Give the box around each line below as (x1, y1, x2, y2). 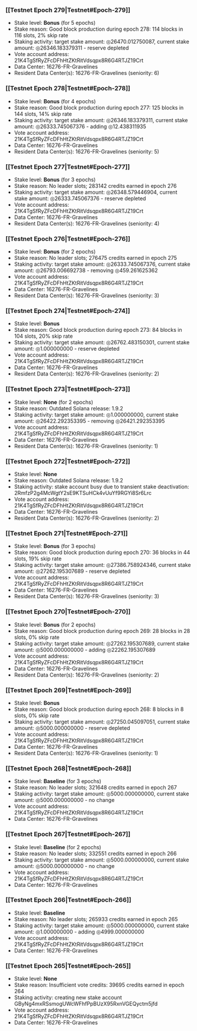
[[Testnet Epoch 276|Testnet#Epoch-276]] (5, 234, 130, 243)
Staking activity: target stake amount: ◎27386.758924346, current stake (14, 562, 191, 569)
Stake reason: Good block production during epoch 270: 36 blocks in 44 (14, 549, 191, 556)
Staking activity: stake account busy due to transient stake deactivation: (14, 483, 189, 490)
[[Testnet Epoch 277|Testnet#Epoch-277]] (5, 162, 130, 171)
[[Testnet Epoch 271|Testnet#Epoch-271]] (5, 529, 128, 537)
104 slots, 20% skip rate (14, 332, 73, 340)
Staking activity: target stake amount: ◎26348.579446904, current (14, 188, 178, 195)
